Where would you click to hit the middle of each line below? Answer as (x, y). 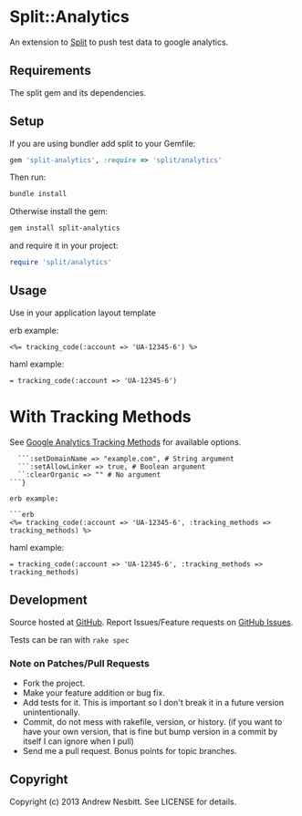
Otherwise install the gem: (58, 212)
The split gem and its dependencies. (78, 92)
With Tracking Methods (100, 417)
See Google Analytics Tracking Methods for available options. (125, 442)
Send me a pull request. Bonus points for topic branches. (130, 750)
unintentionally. (51, 712)
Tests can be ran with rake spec (69, 639)
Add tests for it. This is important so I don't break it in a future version (153, 702)
